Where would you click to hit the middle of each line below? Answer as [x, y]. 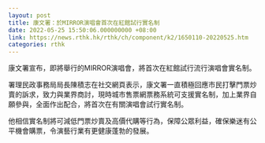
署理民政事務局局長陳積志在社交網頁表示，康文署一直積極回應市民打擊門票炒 [132, 85]
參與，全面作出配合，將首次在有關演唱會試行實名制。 [101, 104]
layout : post [30, 15]
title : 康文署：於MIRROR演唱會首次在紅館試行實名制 [84, 23]
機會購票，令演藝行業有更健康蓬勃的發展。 [84, 131]
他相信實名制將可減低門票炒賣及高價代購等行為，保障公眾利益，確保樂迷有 [129, 121]
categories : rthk [37, 45]
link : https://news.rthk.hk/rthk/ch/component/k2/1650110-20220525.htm [128, 37]
